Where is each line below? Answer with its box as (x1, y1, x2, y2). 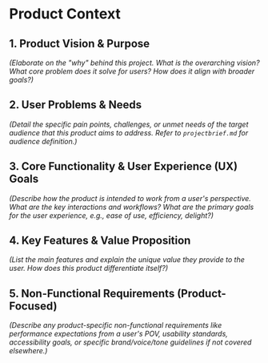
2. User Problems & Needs (9, 98, 142, 112)
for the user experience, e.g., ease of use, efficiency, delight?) (9, 210, 214, 220)
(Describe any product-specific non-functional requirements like (9, 321, 222, 330)
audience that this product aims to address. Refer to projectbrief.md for (9, 127, 249, 137)
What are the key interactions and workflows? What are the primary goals (9, 202, 254, 212)
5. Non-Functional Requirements (9, 286, 175, 300)
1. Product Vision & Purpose (9, 37, 150, 50)
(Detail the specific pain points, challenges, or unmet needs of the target (9, 119, 249, 129)
